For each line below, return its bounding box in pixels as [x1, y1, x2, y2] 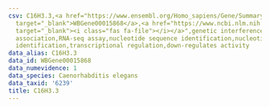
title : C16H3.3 [8, 86, 59, 95]
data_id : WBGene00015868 [8, 57, 92, 65]
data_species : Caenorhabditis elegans [8, 72, 138, 80]
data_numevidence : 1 [8, 64, 78, 72]
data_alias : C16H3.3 [8, 49, 78, 57]
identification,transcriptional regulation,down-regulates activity [15, 42, 250, 50]
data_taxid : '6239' [8, 79, 74, 87]
